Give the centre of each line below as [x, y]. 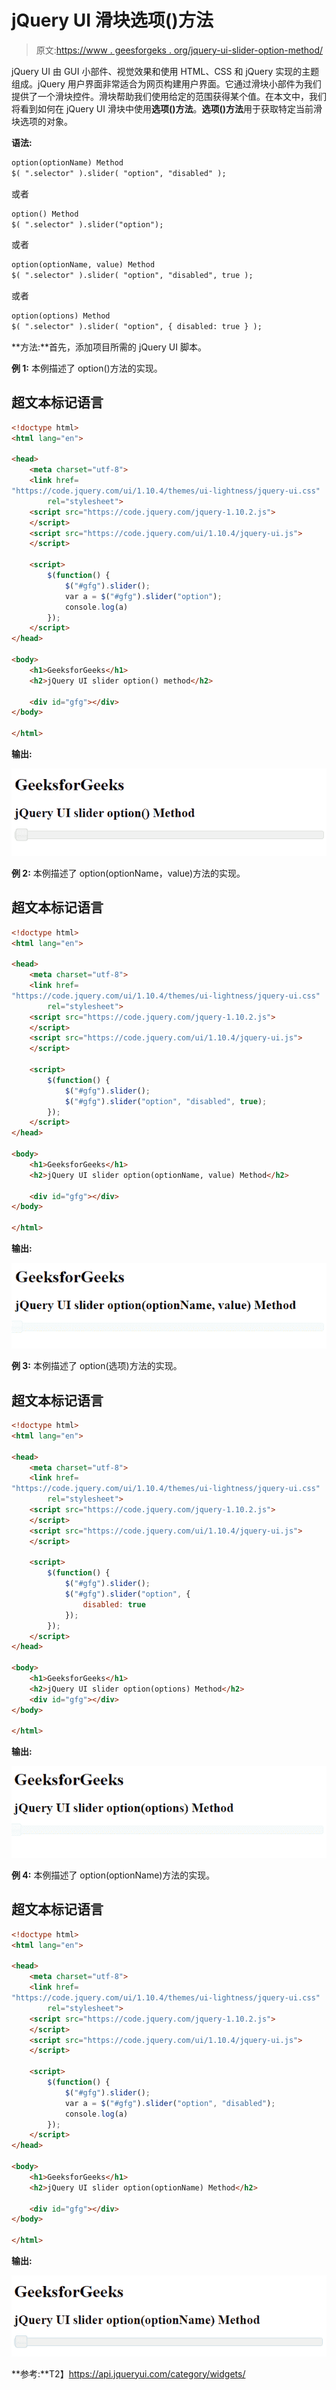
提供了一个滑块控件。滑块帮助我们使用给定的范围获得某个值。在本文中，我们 [169, 96]
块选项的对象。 [42, 121]
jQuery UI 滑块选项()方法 [112, 20]
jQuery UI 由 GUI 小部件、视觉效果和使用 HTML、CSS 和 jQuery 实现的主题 [165, 71]
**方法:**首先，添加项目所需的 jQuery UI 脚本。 [109, 347]
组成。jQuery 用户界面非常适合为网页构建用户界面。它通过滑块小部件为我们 [166, 83]
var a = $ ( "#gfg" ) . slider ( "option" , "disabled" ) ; [170, 2103]
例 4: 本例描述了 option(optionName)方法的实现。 [113, 1875]
